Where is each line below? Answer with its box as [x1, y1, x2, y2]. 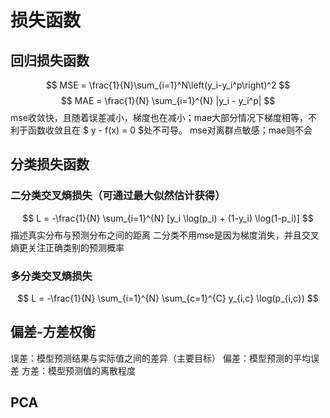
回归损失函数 [10, 52, 90, 69]
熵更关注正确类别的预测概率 [10, 241, 125, 253]
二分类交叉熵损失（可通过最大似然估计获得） [10, 189, 226, 203]
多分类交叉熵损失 [10, 269, 93, 283]
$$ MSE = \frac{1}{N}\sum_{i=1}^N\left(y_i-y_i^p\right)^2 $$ [45, 79, 291, 91]
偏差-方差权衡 [10, 324, 96, 341]
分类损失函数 [10, 156, 90, 173]
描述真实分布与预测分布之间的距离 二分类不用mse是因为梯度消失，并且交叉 [10, 229, 320, 241]
